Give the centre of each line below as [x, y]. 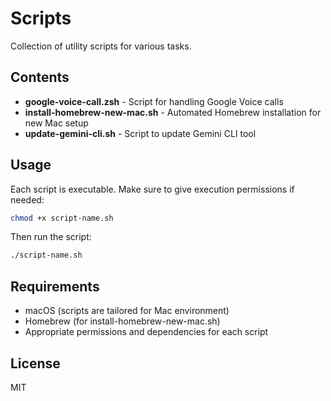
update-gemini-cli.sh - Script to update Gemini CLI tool [140, 133]
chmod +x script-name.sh [62, 218]
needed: [27, 199]
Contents [40, 77]
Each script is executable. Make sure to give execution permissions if [152, 189]
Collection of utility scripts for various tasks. [101, 46]
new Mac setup [56, 123]
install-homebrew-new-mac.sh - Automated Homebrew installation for [173, 112]
